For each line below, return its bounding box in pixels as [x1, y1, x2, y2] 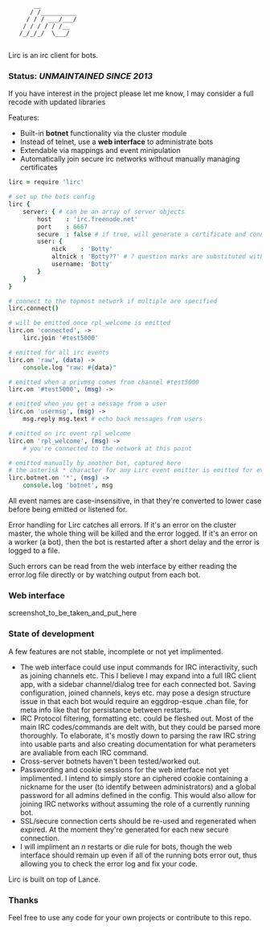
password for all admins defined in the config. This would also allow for [19, 790, 256, 800]
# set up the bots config [8, 193, 95, 201]
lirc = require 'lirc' [8, 179, 84, 187]
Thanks [8, 895, 39, 906]
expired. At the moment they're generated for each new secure [19, 825, 229, 834]
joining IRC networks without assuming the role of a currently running [19, 799, 251, 809]
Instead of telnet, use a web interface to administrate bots [19, 137, 214, 146]
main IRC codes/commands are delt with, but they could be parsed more [19, 722, 261, 731]
